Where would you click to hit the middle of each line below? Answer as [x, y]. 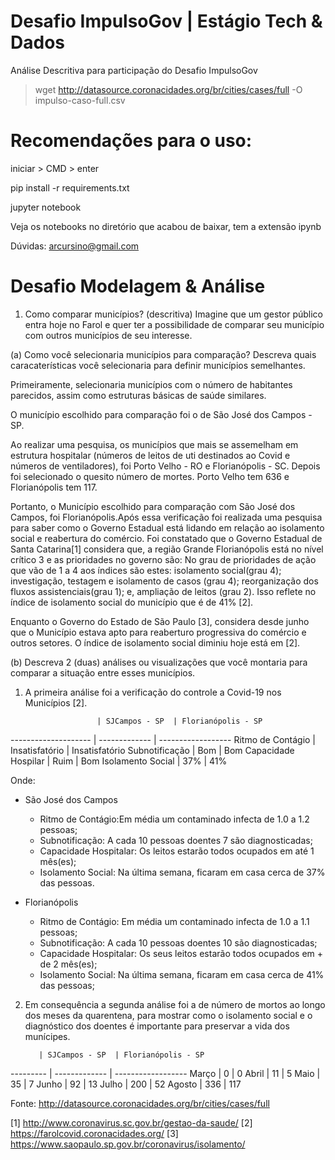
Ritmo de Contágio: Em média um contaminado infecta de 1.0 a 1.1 [174, 921]
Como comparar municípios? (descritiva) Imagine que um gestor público [174, 314]
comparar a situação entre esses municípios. [103, 672]
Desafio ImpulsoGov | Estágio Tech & [166, 21]
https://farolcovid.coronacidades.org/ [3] [94, 1133]
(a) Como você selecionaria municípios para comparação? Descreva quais [163, 354]
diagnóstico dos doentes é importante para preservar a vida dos [157, 1026]
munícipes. [47, 1036]
